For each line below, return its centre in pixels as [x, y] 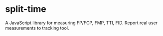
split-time [26, 9]
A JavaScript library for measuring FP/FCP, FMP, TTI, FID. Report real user [81, 23]
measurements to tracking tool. [37, 28]
